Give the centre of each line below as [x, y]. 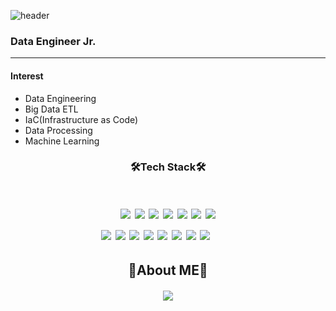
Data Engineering [60, 98]
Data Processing [58, 130]
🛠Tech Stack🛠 [168, 167]
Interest [27, 76]
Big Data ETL [51, 109]
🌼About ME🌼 [168, 270]
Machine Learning [62, 141]
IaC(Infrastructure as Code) [81, 119]
